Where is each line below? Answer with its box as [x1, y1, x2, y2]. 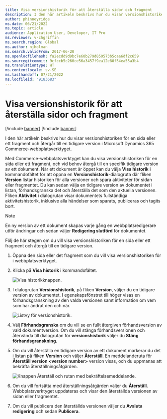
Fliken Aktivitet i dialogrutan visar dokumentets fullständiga [5, 193, 128, 199]
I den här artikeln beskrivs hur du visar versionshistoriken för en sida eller [5, 135, 156, 141]
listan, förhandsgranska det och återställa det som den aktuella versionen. [5, 187, 157, 193]
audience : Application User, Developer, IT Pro [5, 30, 106, 35]
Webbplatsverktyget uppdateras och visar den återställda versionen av [12, 388, 158, 394]
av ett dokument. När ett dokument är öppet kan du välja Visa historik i [5, 166, 151, 172]
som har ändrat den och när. [12, 302, 71, 308]
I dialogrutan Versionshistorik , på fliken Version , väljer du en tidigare [12, 286, 155, 292]
